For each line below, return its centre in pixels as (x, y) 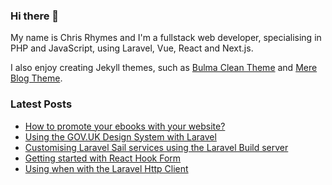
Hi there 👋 (35, 16)
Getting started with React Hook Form (103, 158)
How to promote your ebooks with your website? (125, 126)
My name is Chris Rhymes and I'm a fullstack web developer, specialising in (166, 38)
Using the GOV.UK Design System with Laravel (120, 136)
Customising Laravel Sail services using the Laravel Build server (156, 147)
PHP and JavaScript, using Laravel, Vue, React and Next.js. (132, 48)
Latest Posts (41, 104)
